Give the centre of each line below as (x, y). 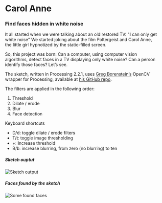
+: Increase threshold (34, 143)
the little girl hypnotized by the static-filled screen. (56, 45)
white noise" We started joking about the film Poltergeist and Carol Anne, (79, 40)
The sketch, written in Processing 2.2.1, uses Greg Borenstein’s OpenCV (78, 74)
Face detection (27, 114)
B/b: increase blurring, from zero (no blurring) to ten (65, 148)
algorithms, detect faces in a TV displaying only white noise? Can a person (80, 60)
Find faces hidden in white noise (44, 24)
